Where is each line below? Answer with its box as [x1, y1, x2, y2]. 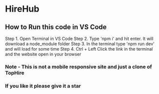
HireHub [5, 3, 40, 15]
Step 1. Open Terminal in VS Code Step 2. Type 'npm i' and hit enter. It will [5, 36, 154, 41]
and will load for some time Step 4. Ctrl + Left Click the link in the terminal [5, 46, 153, 52]
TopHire [5, 69, 24, 76]
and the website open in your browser [5, 51, 81, 57]
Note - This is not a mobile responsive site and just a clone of [5, 63, 152, 70]
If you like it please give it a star [5, 82, 81, 89]
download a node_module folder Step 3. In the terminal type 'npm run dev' [5, 41, 155, 47]
